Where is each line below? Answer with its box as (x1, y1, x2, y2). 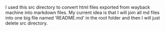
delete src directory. (5, 20, 48, 26)
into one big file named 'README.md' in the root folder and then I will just (5, 15, 160, 20)
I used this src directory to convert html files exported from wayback (5, 4, 150, 10)
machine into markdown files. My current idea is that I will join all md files (5, 9, 160, 15)
